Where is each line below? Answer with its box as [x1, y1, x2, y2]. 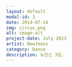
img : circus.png [6, 24, 46, 31]
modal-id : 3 [6, 14, 35, 20]
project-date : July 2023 [6, 36, 67, 41]
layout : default [6, 8, 46, 15]
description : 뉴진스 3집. [6, 52, 64, 58]
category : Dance [6, 47, 46, 52]
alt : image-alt [6, 30, 43, 36]
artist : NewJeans [6, 41, 49, 47]
